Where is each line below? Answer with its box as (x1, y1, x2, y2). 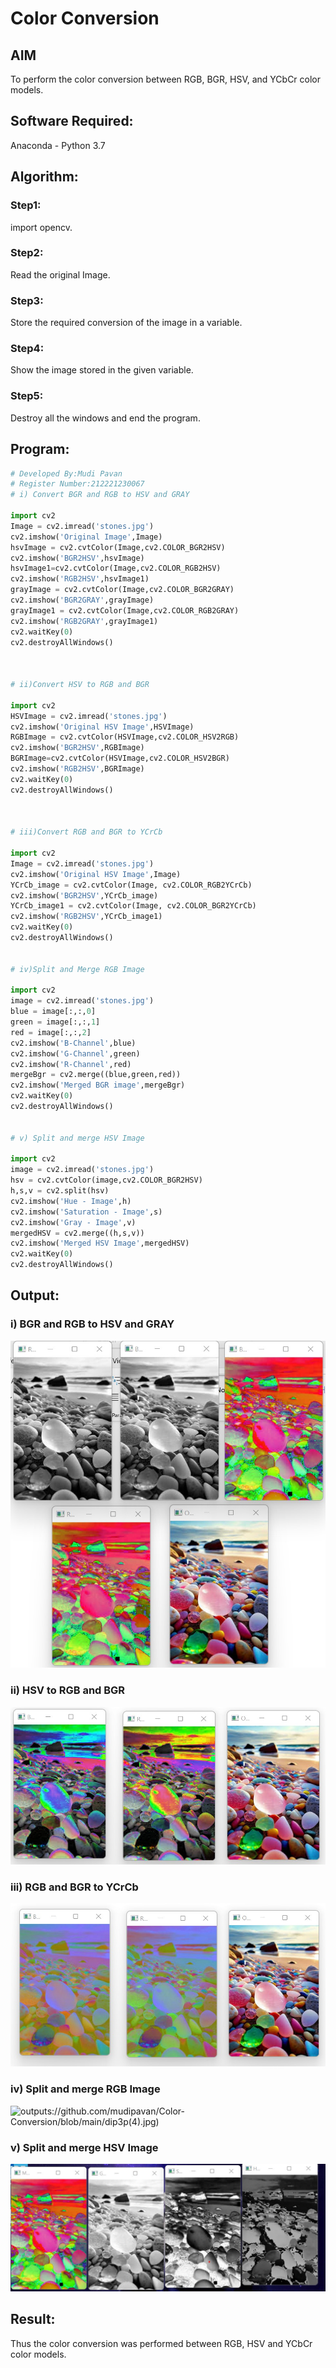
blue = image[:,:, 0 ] (10, 1007, 97, 1017)
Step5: (10, 389, 44, 403)
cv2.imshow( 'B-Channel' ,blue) (10, 1038, 137, 1048)
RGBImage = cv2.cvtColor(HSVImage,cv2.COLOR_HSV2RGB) (10, 732, 240, 742)
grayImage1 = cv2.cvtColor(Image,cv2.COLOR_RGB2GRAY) (10, 605, 240, 616)
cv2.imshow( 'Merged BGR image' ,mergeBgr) (10, 1080, 186, 1091)
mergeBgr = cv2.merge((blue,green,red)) (10, 1070, 182, 1080)
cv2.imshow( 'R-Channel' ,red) (10, 1059, 132, 1069)
